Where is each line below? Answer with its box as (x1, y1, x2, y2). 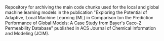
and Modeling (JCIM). (5, 31, 49, 36)
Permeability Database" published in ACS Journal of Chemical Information (5, 25, 156, 31)
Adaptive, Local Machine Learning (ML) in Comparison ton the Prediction (5, 15, 154, 20)
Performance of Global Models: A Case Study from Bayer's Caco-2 (5, 20, 142, 26)
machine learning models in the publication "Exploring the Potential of (5, 9, 147, 15)
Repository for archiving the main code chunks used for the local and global (5, 4, 160, 10)
